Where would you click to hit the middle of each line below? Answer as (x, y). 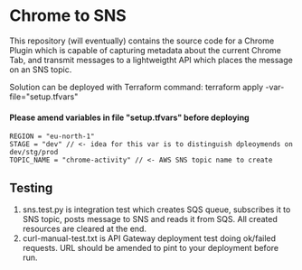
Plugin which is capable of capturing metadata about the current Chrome (146, 50)
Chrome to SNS (68, 16)
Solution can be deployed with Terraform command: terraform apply (137, 87)
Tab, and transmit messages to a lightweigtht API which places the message (151, 60)
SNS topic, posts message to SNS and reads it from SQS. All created (150, 219)
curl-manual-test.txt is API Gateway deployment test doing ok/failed (149, 238)
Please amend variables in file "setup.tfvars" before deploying (130, 117)
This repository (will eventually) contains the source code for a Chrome (142, 41)
